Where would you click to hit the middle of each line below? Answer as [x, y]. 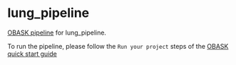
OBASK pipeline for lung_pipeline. [57, 32]
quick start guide [32, 54]
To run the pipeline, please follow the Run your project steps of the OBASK [118, 46]
